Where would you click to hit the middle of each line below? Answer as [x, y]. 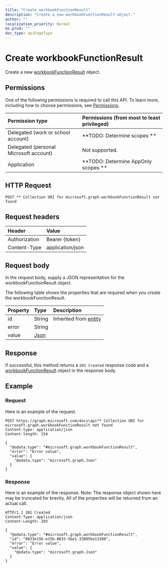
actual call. [16, 503]
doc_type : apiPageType [29, 33]
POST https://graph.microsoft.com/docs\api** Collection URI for [74, 421]
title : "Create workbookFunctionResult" [48, 10]
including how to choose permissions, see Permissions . [62, 105]
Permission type [28, 121]
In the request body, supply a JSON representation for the [65, 277]
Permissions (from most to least [121, 118]
